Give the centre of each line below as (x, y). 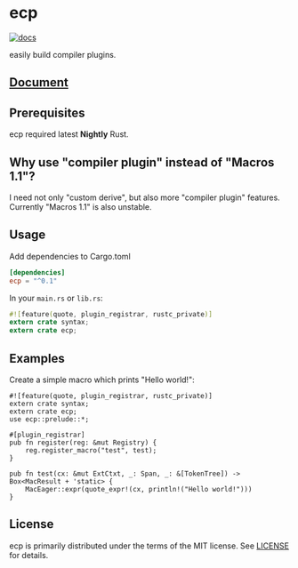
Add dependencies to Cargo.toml (70, 256)
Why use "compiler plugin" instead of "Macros (142, 162)
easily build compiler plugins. (63, 54)
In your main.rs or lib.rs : (56, 298)
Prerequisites (47, 112)
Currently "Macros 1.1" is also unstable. (81, 206)
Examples (37, 358)
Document (39, 83)
